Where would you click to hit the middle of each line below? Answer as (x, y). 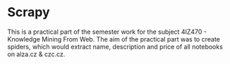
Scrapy (29, 12)
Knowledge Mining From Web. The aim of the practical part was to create (114, 39)
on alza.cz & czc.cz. (36, 54)
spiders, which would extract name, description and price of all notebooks (115, 46)
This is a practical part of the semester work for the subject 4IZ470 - (107, 32)
